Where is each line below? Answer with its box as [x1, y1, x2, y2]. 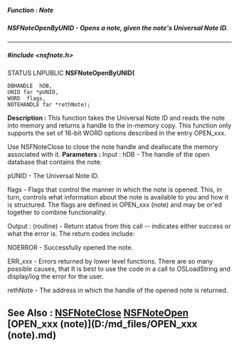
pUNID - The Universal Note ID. [7, 172, 100, 180]
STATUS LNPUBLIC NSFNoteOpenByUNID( [7, 68, 135, 78]
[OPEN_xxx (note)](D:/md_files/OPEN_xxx [7, 318, 198, 330]
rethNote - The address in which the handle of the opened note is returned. [7, 286, 228, 295]
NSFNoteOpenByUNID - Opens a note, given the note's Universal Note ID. [7, 24, 229, 32]
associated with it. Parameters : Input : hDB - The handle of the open [7, 150, 210, 159]
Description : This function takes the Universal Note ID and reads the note [7, 114, 225, 123]
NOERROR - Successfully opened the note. [7, 243, 134, 252]
